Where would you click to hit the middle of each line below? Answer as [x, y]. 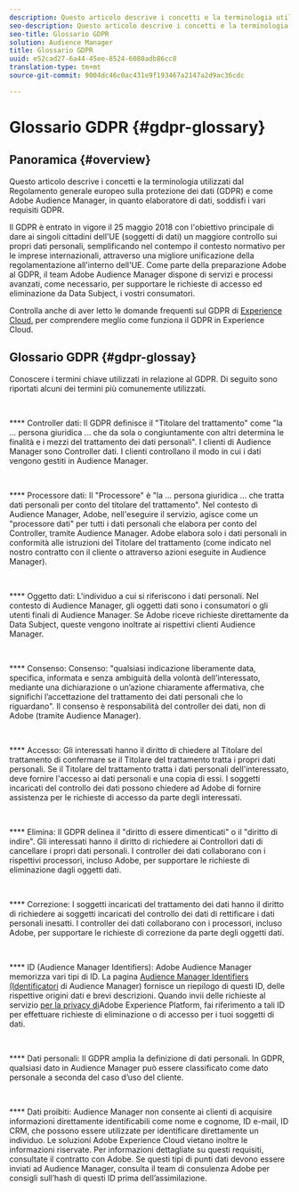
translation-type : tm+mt [55, 68]
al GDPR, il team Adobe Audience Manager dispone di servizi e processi [141, 274]
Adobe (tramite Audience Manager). [75, 715]
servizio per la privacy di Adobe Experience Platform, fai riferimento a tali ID [147, 1005]
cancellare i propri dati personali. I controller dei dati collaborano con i [137, 850]
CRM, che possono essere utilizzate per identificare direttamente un [134, 1131]
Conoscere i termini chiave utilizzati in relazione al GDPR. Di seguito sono [143, 378]
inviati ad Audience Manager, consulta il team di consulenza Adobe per [139, 1168]
